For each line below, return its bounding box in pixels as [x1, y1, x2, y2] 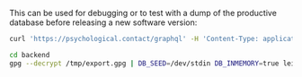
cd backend [9, 50, 50, 59]
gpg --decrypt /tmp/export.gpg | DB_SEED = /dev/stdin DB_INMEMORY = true [9, 58, 280, 68]
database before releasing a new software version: [9, 17, 198, 28]
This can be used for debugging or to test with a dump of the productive [9, 8, 277, 18]
